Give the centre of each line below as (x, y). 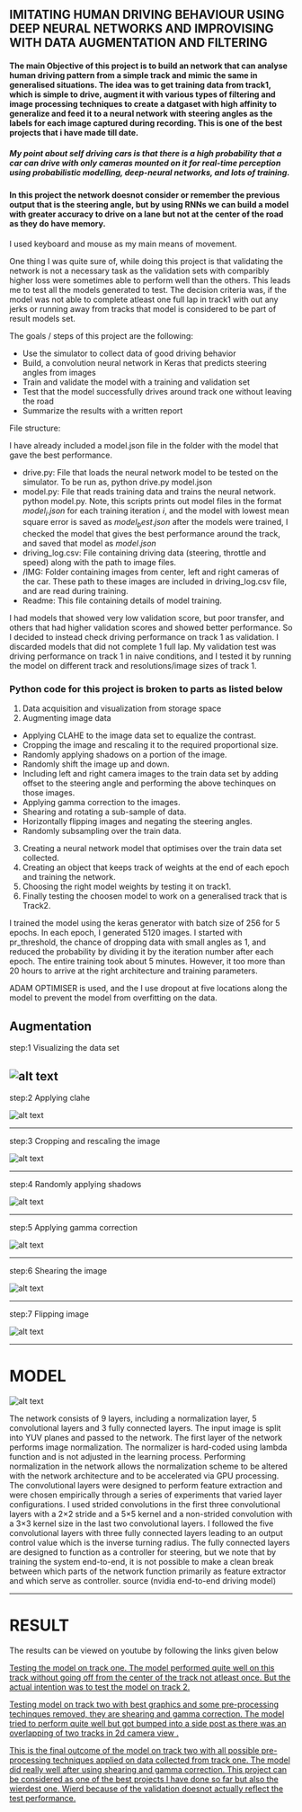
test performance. (43, 1798)
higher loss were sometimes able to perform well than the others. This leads (150, 280)
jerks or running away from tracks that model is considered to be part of (143, 308)
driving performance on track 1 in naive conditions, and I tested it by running (151, 656)
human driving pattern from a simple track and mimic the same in (133, 75)
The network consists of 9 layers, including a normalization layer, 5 (133, 1418)
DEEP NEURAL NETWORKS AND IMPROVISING (142, 29)
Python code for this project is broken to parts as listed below (146, 689)
